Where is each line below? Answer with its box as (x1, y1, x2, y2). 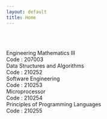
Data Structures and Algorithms (6, 62, 84, 69)
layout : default (6, 8, 47, 15)
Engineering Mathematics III (6, 49, 76, 56)
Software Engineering (6, 75, 60, 82)
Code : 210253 (6, 81, 43, 88)
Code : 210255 (6, 107, 43, 114)
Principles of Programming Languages (6, 100, 102, 108)
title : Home (6, 14, 36, 21)
